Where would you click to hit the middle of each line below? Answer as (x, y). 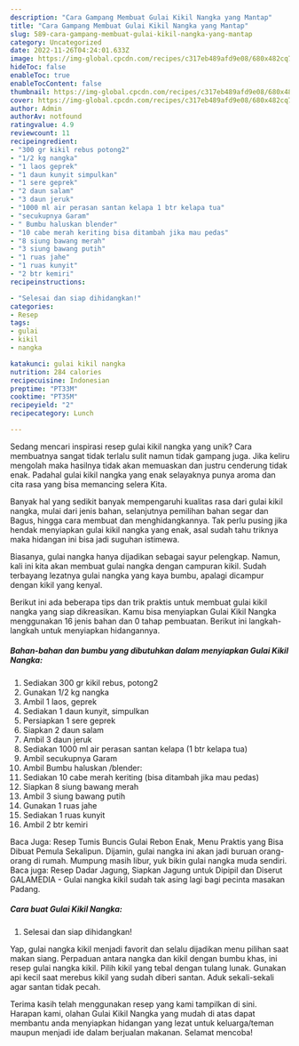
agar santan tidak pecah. (55, 986)
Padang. (25, 889)
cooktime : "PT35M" (44, 397)
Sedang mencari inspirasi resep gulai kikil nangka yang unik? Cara (131, 447)
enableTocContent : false (56, 84)
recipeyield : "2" (42, 406)
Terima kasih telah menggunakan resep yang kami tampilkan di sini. (134, 1004)
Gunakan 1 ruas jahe (60, 805)
